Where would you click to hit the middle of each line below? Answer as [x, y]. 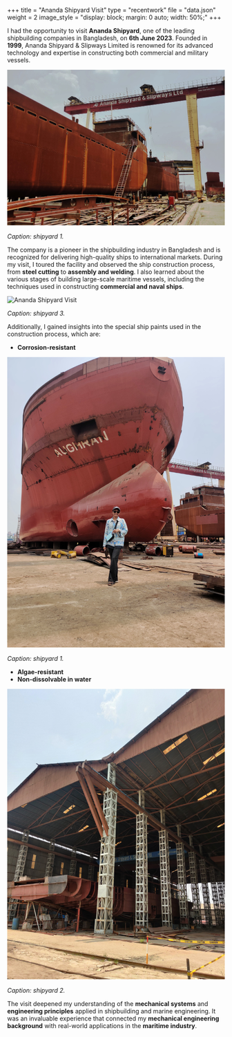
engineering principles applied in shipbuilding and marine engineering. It [112, 1011]
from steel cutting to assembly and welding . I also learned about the [106, 272]
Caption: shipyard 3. [36, 313]
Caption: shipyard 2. [36, 990]
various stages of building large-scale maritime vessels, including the [106, 279]
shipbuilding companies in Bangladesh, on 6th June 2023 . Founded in [107, 38]
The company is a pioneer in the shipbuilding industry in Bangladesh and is [114, 250]
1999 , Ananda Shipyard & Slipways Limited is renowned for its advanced [110, 45]
